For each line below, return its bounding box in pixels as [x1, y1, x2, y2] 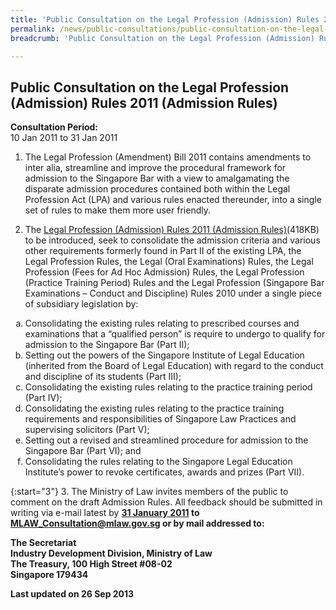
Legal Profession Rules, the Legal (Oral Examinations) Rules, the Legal [24, 256, 314, 268]
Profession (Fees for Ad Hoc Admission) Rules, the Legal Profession [24, 266, 305, 278]
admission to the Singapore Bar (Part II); [24, 339, 190, 351]
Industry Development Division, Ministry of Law [10, 547, 213, 560]
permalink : [10, 24, 56, 34]
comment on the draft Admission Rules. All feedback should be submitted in [10, 496, 323, 508]
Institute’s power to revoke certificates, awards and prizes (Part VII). [24, 466, 305, 478]
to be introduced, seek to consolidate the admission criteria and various [24, 234, 321, 246]
